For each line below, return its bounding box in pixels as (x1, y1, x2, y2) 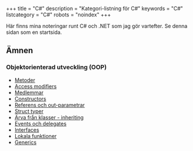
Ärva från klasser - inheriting (14, 114, 84, 121)
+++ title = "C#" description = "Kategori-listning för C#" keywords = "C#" (6, 5, 184, 12)
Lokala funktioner (14, 132, 57, 139)
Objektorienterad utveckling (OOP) (6, 63, 107, 71)
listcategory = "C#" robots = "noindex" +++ (6, 11, 111, 18)
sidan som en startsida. (6, 29, 62, 36)
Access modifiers (14, 83, 57, 90)
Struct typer (14, 108, 44, 115)
